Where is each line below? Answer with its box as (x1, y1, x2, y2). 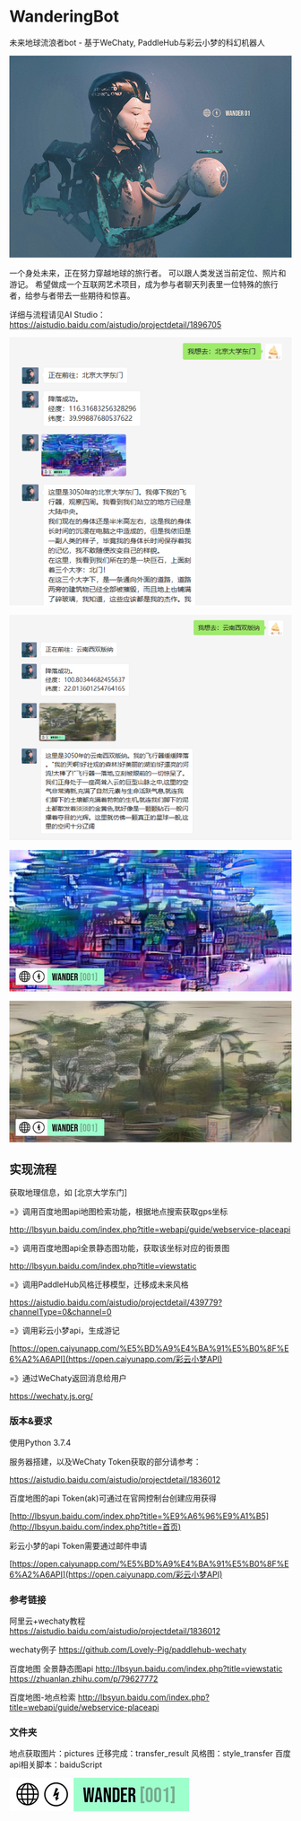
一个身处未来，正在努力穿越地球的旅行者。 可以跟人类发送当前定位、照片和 (9, 267, 287, 278)
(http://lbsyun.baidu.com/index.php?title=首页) (9, 1521, 182, 1532)
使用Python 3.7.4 (9, 1437, 72, 1448)
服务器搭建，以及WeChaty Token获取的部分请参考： (9, 1456, 202, 1466)
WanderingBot (9, 6, 119, 27)
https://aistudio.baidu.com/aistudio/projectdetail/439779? (9, 1297, 222, 1308)
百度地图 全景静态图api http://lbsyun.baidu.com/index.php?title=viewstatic (9, 1663, 283, 1674)
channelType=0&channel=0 (9, 1307, 112, 1318)
